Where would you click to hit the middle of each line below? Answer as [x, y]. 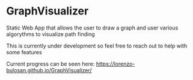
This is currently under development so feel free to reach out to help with [97, 46]
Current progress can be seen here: [51, 64]
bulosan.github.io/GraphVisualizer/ [49, 70]
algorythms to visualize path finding [51, 34]
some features [24, 52]
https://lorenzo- [115, 64]
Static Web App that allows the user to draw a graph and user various [92, 28]
